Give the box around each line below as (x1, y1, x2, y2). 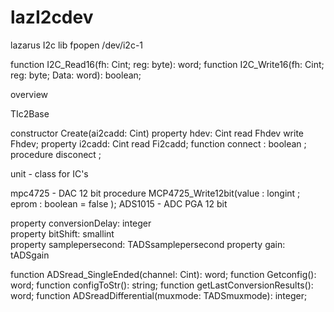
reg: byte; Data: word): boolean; (10, 69, 142, 81)
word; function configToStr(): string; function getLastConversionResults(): (10, 279, 314, 291)
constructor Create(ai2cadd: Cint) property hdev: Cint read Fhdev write (10, 127, 305, 139)
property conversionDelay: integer (10, 217, 152, 229)
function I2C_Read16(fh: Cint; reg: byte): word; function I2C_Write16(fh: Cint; (10, 58, 325, 70)
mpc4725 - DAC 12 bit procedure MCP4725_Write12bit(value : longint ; (10, 187, 301, 199)
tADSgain (10, 249, 50, 261)
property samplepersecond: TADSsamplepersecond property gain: (10, 238, 286, 250)
